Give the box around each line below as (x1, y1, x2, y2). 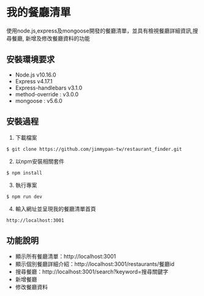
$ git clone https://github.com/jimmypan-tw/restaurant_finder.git (6, 146, 183, 152)
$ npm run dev (6, 194, 43, 200)
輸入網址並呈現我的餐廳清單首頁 (15, 205, 96, 212)
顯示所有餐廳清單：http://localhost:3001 (15, 252, 116, 260)
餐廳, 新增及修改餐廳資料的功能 (11, 34, 90, 42)
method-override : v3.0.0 (15, 90, 79, 98)
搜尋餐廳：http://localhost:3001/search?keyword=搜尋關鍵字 (15, 268, 168, 276)
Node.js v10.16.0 (15, 71, 56, 78)
